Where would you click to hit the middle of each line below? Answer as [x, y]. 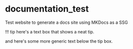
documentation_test [47, 9]
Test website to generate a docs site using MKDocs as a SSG [66, 22]
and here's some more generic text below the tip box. [59, 41]
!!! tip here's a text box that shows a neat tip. [50, 32]
